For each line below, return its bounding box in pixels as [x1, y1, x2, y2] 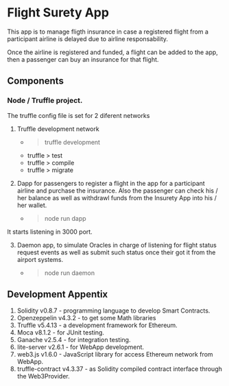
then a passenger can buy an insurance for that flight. [7, 55, 159, 63]
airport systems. [16, 255, 64, 263]
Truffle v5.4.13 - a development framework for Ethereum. [16, 321, 178, 330]
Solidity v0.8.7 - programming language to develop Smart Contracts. [16, 306, 210, 315]
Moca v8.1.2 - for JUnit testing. [16, 328, 105, 337]
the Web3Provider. [16, 372, 70, 381]
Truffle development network [16, 125, 99, 133]
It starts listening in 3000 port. [7, 228, 93, 236]
